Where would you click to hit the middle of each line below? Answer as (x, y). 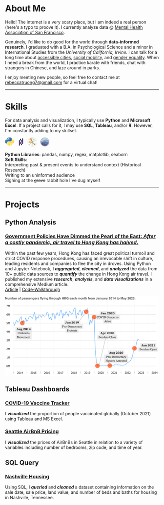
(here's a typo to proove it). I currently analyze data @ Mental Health (74, 27)
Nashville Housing (27, 476)
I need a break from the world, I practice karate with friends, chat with (75, 62)
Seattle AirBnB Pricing (32, 431)
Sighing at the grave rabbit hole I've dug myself (53, 180)
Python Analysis (31, 222)
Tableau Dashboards (37, 389)
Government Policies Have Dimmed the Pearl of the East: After (81, 236)
